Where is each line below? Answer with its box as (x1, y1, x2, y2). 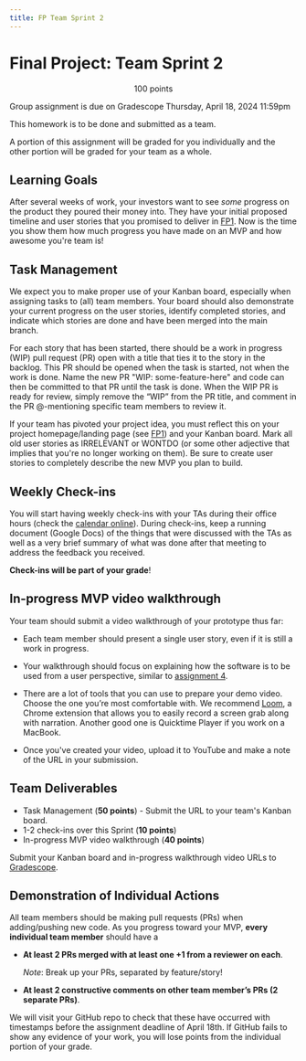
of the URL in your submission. (22, 754, 139, 765)
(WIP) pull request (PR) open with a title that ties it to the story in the (9, 353, 266, 364)
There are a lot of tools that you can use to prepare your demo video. (22, 687, 283, 699)
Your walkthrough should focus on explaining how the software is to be (22, 660, 290, 672)
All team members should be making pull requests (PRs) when (9, 912, 244, 923)
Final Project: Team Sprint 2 (9, 52, 224, 73)
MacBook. (22, 727, 61, 737)
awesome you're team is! (9, 235, 104, 247)
